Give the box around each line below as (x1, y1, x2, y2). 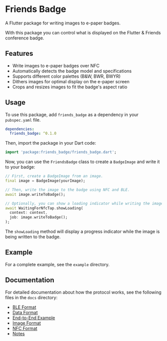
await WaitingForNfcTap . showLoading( (5, 205, 83, 210)
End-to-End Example (12, 315, 56, 321)
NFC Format (12, 325, 38, 331)
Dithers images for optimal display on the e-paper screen (12, 78, 130, 84)
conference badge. (5, 35, 45, 41)
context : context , (9, 210, 48, 215)
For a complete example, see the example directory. (5, 261, 110, 267)
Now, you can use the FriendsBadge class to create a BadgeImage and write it (5, 159, 160, 165)
